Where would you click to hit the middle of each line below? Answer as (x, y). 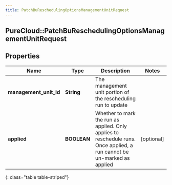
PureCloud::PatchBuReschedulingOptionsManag (85, 31)
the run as (107, 119)
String (73, 92)
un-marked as (112, 158)
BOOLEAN (78, 139)
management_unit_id (34, 92)
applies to (107, 132)
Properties (23, 56)
